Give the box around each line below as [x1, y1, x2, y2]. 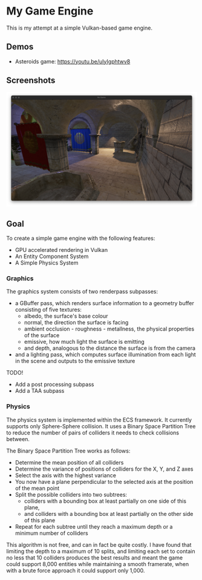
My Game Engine [6, 4, 94, 18]
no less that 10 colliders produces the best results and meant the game [6, 554, 183, 561]
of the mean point [15, 485, 60, 492]
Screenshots [6, 76, 56, 86]
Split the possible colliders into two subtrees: [15, 491, 128, 498]
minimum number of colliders [15, 529, 89, 536]
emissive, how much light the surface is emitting [24, 338, 145, 346]
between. [6, 435, 30, 442]
